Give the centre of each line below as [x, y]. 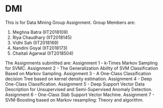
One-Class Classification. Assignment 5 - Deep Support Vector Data [75, 84]
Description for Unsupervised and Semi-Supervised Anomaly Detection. [79, 89]
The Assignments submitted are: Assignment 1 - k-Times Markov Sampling [81, 63]
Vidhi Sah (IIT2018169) [35, 42]
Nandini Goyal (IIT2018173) [40, 48]
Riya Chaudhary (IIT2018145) [42, 37]
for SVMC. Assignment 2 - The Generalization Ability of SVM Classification [81, 68]
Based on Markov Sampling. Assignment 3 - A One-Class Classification [78, 73]
